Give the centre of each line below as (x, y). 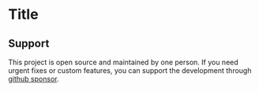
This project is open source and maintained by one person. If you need (123, 62)
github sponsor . (34, 79)
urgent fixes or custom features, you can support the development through (130, 71)
